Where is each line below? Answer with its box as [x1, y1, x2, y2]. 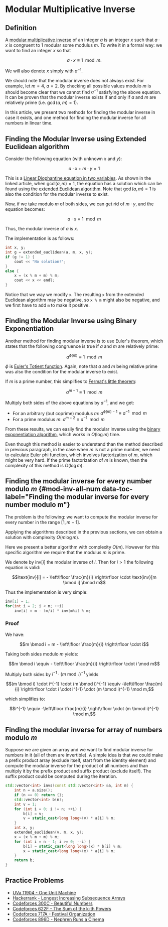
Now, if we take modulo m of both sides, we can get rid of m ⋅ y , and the [5, 201, 154, 207]
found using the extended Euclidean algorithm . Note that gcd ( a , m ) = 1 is [5, 186, 156, 192]
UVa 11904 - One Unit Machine [12, 889, 76, 895]
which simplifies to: [5, 696, 45, 702]
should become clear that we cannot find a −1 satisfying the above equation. [5, 88, 161, 95]
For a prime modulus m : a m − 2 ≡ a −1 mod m [12, 416, 105, 423]
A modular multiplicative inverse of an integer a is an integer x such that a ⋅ [5, 37, 160, 43]
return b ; [14, 858, 35, 863]
